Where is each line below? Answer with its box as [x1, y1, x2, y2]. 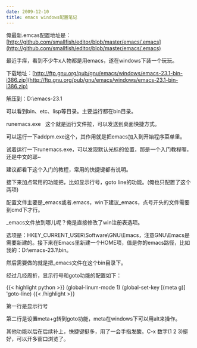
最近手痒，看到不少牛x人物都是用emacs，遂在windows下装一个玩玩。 [6, 57, 177, 64]
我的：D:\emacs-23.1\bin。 [6, 246, 72, 254]
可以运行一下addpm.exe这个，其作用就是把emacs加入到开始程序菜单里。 [6, 133, 186, 140]
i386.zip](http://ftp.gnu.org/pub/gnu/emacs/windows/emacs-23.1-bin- [6, 76, 179, 84]
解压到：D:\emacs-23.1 [6, 95, 62, 102]
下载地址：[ [6, 69, 35, 76]
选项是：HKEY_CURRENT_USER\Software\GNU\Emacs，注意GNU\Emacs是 [6, 231, 190, 239]
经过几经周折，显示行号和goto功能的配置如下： [6, 272, 122, 279]
